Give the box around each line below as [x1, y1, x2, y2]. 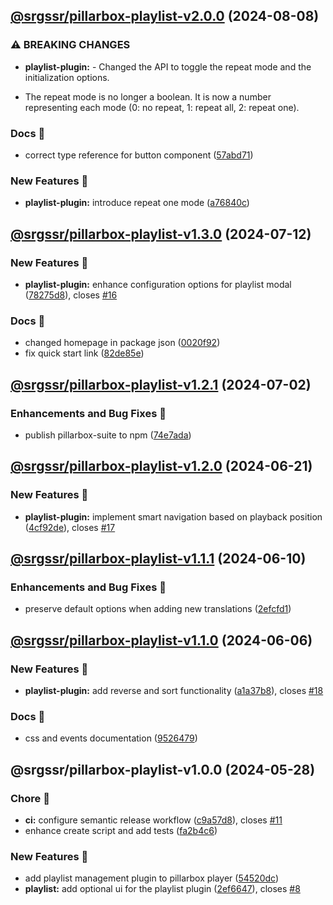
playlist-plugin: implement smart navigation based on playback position [24, 510, 323, 523]
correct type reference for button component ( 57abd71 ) [24, 149, 254, 161]
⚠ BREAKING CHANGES [10, 38, 131, 52]
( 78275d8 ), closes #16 [24, 289, 118, 301]
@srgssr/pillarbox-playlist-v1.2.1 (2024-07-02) [10, 376, 312, 393]
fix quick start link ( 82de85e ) [24, 347, 145, 359]
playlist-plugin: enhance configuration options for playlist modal [24, 278, 292, 290]
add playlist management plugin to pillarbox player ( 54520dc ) [24, 872, 279, 884]
